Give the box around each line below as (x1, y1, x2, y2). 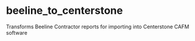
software (6, 29, 27, 36)
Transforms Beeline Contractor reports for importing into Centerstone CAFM (6, 23, 190, 30)
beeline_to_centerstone (6, 4, 123, 17)
